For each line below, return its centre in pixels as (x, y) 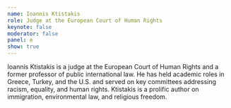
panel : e (20, 40)
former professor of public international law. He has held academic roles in (116, 74)
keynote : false (30, 27)
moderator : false (33, 34)
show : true (23, 47)
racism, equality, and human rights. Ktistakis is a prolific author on (103, 89)
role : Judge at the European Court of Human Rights (85, 20)
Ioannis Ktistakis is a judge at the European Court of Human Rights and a (113, 67)
